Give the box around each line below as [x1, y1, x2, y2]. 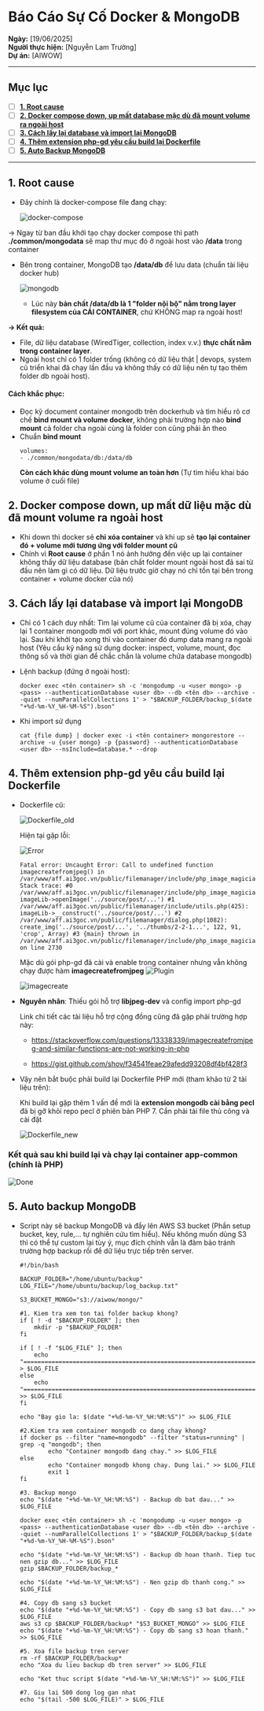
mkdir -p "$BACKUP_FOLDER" [34, 1323, 123, 1331]
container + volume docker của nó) [19, 573, 134, 583]
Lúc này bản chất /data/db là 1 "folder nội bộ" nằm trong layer [31, 299, 236, 308]
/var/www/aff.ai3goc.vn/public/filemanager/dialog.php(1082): [19, 916, 228, 924]
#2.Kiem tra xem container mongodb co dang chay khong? [19, 1427, 207, 1434]
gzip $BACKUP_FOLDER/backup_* [19, 1564, 119, 1572]
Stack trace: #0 [19, 881, 73, 889]
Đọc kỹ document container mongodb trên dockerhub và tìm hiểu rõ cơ [19, 406, 251, 417]
